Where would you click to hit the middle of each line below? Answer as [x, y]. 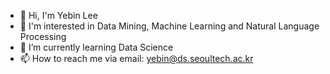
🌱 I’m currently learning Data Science [96, 47]
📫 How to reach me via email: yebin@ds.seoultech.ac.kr [136, 58]
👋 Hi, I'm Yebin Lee [58, 15]
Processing [43, 36]
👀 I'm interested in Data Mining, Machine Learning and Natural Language [169, 26]
